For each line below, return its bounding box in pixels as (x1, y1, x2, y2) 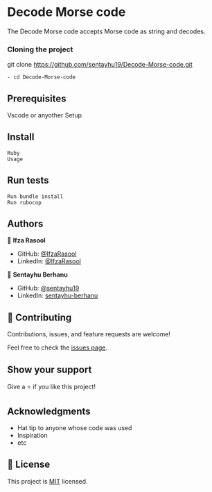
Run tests (7, 174, 49, 186)
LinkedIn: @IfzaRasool (17, 257, 81, 265)
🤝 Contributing (7, 311, 72, 323)
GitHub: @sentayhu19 (17, 284, 80, 293)
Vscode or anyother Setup (7, 111, 82, 120)
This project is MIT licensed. (7, 477, 88, 485)
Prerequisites (7, 92, 67, 104)
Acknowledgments (7, 405, 91, 417)
